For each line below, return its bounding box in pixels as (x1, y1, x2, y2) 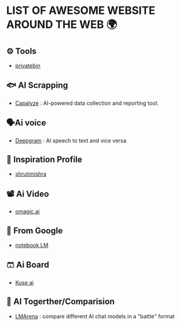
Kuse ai (15, 279, 34, 286)
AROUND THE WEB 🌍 (6, 18, 118, 32)
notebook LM (15, 242, 48, 249)
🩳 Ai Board (6, 260, 50, 270)
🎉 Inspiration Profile (6, 155, 83, 165)
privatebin (15, 62, 41, 69)
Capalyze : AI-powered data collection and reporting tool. (15, 99, 159, 107)
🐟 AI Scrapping (6, 80, 68, 91)
